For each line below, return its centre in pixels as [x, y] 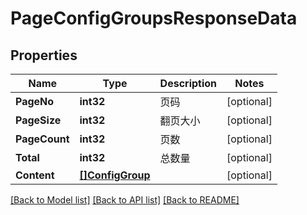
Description [188, 83]
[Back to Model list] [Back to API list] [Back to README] [125, 200]
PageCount [42, 139]
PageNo [35, 101]
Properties [44, 55]
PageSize [38, 120]
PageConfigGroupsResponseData [154, 18]
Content [35, 175]
